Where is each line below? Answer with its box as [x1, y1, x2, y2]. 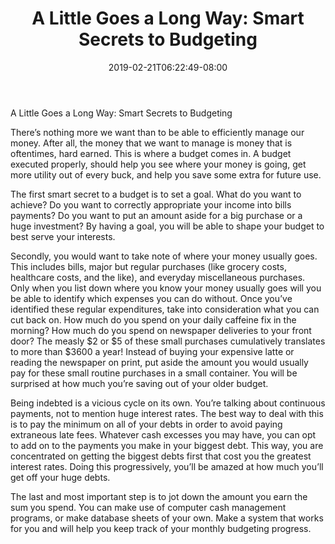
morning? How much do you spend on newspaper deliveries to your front [10, 324, 312, 336]
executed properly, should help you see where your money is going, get [10, 158, 307, 170]
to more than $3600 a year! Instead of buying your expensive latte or [10, 345, 295, 357]
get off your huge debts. [10, 471, 111, 483]
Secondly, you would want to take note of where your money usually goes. [10, 250, 318, 262]
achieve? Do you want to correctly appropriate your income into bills [10, 198, 292, 211]
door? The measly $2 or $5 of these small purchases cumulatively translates [10, 335, 326, 347]
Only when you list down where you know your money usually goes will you [10, 282, 322, 294]
